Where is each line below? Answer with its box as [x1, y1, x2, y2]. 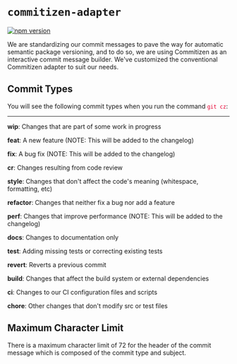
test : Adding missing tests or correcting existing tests [7, 247, 163, 255]
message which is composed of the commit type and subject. [7, 348, 187, 357]
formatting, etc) [7, 184, 53, 193]
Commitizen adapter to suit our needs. [7, 62, 119, 71]
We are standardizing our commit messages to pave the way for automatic [7, 40, 224, 48]
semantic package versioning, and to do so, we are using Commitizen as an [7, 47, 227, 56]
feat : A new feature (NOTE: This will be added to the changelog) [7, 136, 194, 144]
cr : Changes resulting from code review [7, 163, 123, 172]
